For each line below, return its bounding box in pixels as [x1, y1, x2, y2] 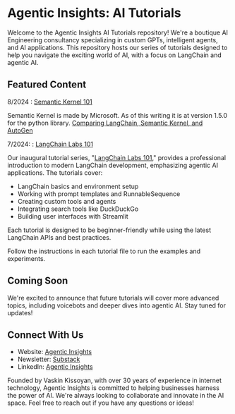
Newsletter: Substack [17, 355, 80, 364]
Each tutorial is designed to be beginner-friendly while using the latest [7, 226, 212, 234]
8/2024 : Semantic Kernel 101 [7, 97, 93, 106]
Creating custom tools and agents [17, 197, 116, 205]
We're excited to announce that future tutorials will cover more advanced [7, 293, 219, 302]
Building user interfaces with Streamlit [17, 212, 128, 220]
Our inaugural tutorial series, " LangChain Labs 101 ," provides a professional [7, 153, 227, 162]
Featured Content [7, 79, 87, 91]
